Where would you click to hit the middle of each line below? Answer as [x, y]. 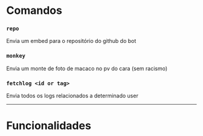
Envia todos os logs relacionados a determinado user [72, 96]
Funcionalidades [49, 126]
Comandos [34, 11]
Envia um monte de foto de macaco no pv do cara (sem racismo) [87, 68]
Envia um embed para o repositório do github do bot [71, 41]
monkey [16, 56]
